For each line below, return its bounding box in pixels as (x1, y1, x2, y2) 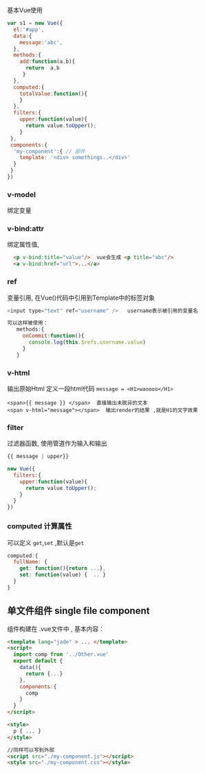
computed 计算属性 (7, 522, 72, 531)
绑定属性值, (7, 240, 40, 249)
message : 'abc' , (19, 39, 63, 46)
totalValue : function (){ (19, 90, 88, 97)
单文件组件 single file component (7, 605, 150, 617)
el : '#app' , (13, 26, 45, 33)
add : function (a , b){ (19, 58, 76, 65)
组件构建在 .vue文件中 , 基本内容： (7, 624, 105, 632)
